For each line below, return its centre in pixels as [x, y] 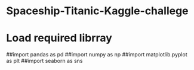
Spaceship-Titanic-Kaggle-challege [98, 11]
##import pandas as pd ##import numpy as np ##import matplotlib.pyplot [97, 55]
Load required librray [59, 38]
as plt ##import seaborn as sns [44, 61]
